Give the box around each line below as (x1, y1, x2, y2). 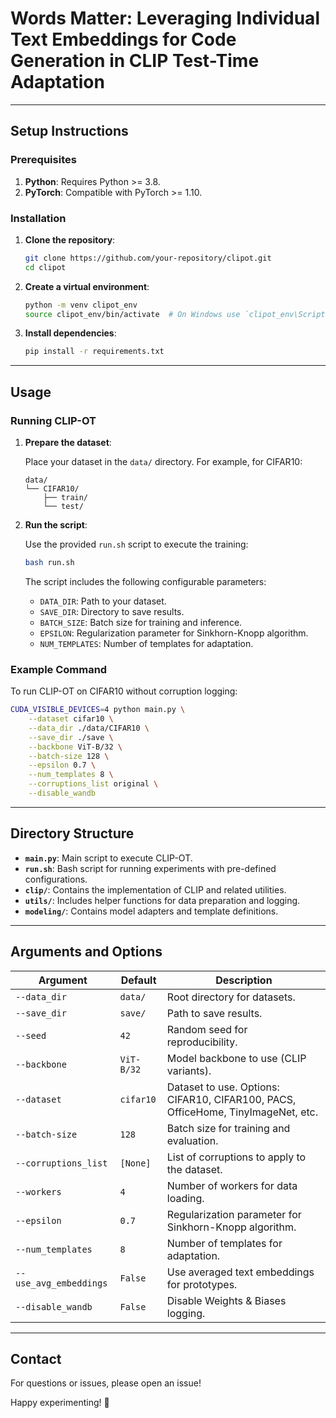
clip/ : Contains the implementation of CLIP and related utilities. (24, 883, 287, 896)
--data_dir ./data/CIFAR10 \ (28, 723, 150, 733)
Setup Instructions (10, 123, 129, 140)
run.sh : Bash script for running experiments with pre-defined (24, 862, 277, 874)
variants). (166, 1063, 212, 1077)
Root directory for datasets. (166, 990, 296, 1004)
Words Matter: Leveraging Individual (10, 7, 320, 30)
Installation (10, 211, 67, 225)
